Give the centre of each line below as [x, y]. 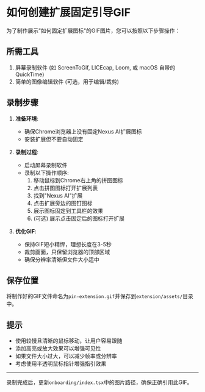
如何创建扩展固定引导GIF [69, 12]
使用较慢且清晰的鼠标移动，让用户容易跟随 [69, 341]
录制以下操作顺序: [46, 173]
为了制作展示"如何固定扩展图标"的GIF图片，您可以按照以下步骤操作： [93, 30]
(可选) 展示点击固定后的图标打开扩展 [79, 218]
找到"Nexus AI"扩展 [58, 195]
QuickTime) [30, 74]
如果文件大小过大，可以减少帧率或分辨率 [66, 356]
